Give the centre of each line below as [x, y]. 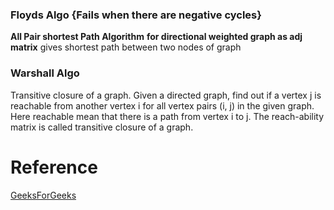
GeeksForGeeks [43, 195]
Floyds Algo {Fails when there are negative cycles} [136, 15]
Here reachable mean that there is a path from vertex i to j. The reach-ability [167, 116]
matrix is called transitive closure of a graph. [102, 127]
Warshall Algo [45, 73]
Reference [54, 167]
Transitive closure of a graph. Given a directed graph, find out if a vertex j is [166, 95]
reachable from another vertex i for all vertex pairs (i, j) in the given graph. [162, 105]
